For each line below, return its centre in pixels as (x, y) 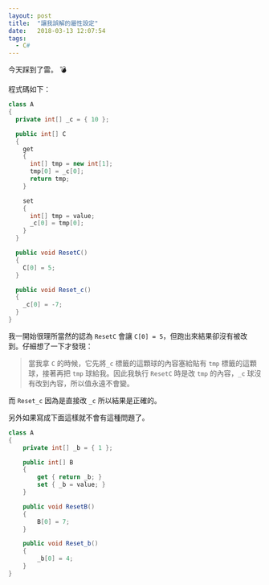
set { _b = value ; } (71, 485)
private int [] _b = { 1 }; (68, 447)
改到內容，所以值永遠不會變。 (84, 383)
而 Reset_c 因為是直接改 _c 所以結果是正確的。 (85, 400)
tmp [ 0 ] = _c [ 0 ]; (57, 171)
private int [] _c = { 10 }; (63, 119)
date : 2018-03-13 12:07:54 (57, 31)
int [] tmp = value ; (62, 216)
